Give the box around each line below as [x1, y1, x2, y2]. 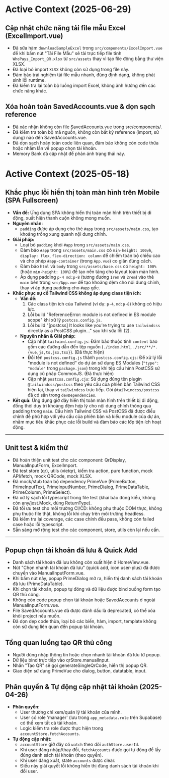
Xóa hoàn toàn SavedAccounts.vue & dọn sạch [5, 102, 155, 111]
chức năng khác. [12, 88, 48, 94]
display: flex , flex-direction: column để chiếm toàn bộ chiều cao [20, 252, 161, 258]
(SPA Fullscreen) [5, 196, 59, 205]
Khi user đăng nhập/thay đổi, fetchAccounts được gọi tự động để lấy [20, 747, 161, 753]
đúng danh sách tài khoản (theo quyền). [20, 752, 103, 758]
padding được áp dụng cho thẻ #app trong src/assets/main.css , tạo [20, 226, 158, 232]
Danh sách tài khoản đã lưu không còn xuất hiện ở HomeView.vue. [12, 559, 150, 565]
